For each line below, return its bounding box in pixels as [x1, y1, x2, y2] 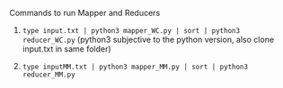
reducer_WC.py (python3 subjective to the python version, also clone [22, 35, 275, 44]
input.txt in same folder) [22, 44, 111, 54]
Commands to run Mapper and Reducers [9, 8, 161, 18]
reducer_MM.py [22, 70, 75, 79]
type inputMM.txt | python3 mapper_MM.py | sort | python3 [22, 62, 249, 71]
